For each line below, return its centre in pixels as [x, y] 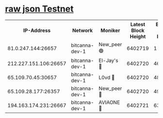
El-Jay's [108, 60]
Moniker [110, 30]
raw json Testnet [39, 9]
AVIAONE [109, 102]
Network [82, 30]
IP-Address [37, 30]
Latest [138, 24]
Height [138, 36]
